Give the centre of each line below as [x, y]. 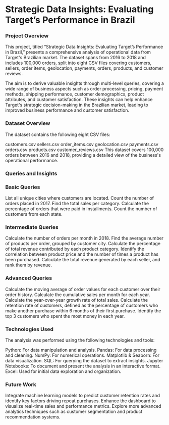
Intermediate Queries [32, 227]
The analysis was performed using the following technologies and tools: [80, 340]
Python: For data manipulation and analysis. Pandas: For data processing [81, 350]
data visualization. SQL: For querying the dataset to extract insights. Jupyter [84, 360]
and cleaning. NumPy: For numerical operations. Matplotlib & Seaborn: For [82, 355]
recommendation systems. [33, 417]
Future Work [21, 384]
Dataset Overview [28, 123]
